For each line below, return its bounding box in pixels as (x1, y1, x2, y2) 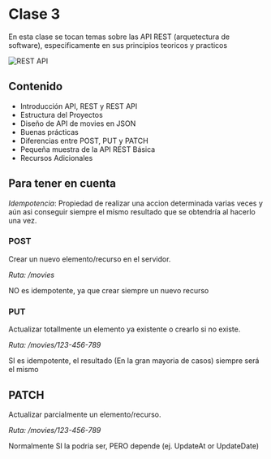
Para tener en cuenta (8, 176, 116, 191)
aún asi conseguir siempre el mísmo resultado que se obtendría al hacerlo (8, 206, 256, 216)
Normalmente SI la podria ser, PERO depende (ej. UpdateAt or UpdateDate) (8, 440, 260, 451)
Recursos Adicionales (19, 153, 93, 162)
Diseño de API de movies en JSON (19, 119, 136, 128)
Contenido (8, 80, 63, 93)
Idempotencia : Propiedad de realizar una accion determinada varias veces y (8, 198, 264, 208)
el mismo (8, 365, 39, 375)
